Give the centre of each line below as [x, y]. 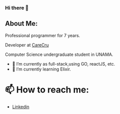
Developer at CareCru [27, 45]
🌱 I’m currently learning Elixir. [41, 69]
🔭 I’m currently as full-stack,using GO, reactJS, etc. [64, 64]
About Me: [21, 24]
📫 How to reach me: [47, 90]
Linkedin [21, 107]
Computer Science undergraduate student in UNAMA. [59, 54]
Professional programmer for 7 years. [43, 35]
